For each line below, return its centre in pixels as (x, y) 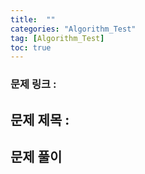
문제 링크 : (33, 84)
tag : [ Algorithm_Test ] (57, 38)
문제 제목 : (40, 119)
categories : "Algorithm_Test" (73, 29)
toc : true (31, 47)
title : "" (33, 19)
